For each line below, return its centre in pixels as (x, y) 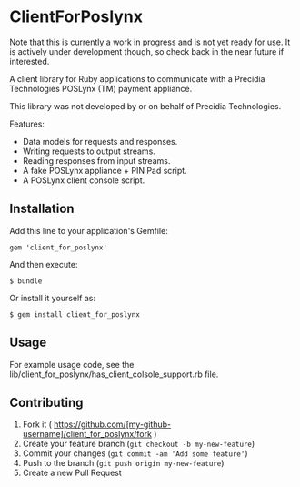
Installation (42, 209)
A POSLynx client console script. (84, 180)
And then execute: (44, 264)
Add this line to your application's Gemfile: (89, 230)
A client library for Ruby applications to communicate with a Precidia (137, 78)
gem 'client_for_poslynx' (58, 248)
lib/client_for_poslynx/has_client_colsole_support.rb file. (114, 374)
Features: (27, 124)
